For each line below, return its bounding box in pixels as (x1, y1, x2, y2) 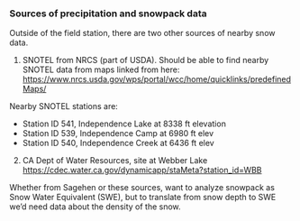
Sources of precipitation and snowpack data (9, 7, 207, 20)
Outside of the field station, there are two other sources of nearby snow (9, 28, 276, 39)
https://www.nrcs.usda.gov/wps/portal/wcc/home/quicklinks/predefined (22, 74, 291, 85)
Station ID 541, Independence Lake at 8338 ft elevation (22, 118, 227, 129)
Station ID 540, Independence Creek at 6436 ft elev (22, 138, 214, 149)
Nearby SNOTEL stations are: (9, 101, 119, 112)
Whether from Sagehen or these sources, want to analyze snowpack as (9, 182, 275, 193)
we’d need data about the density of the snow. (9, 201, 182, 212)
